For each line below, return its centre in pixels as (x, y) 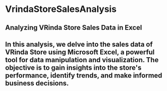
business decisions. (37, 83)
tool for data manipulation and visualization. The (82, 60)
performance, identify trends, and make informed (84, 75)
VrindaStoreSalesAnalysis (61, 9)
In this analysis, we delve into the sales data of (79, 44)
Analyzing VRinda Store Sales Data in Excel (74, 28)
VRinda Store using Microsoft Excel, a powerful (80, 52)
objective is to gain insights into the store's (73, 67)
